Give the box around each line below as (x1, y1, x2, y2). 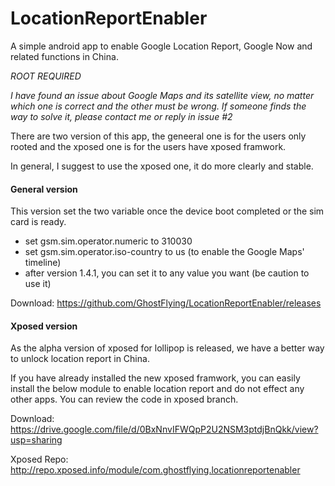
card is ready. (10, 216, 67, 228)
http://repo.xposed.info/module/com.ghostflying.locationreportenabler (10, 464, 301, 476)
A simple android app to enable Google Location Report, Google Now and (10, 40, 313, 52)
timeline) (24, 257, 62, 269)
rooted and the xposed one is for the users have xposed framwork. (10, 140, 287, 152)
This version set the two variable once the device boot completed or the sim (10, 205, 325, 217)
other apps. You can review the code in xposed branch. (10, 393, 239, 406)
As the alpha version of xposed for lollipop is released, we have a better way (10, 342, 325, 354)
